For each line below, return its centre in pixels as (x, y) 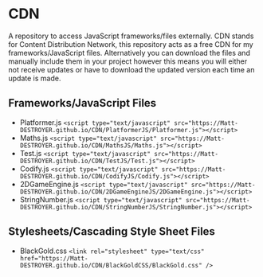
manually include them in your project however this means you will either (128, 61)
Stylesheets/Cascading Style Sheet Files (112, 232)
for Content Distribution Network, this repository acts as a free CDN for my (131, 44)
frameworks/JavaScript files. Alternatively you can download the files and (130, 53)
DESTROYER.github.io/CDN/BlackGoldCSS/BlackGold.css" (111, 265)
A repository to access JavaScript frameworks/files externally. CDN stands (131, 36)
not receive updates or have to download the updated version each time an (131, 69)
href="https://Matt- (54, 258)
